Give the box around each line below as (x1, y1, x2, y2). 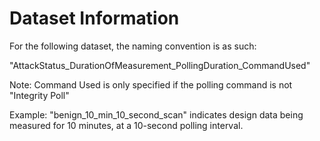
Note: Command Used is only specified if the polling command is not (9, 78, 293, 91)
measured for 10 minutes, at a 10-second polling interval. (9, 119, 244, 131)
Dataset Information (9, 7, 180, 30)
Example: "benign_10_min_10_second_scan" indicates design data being (9, 108, 304, 121)
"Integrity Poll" (9, 89, 70, 101)
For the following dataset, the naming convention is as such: (9, 40, 257, 52)
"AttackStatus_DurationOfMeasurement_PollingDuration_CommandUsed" (9, 59, 311, 71)
